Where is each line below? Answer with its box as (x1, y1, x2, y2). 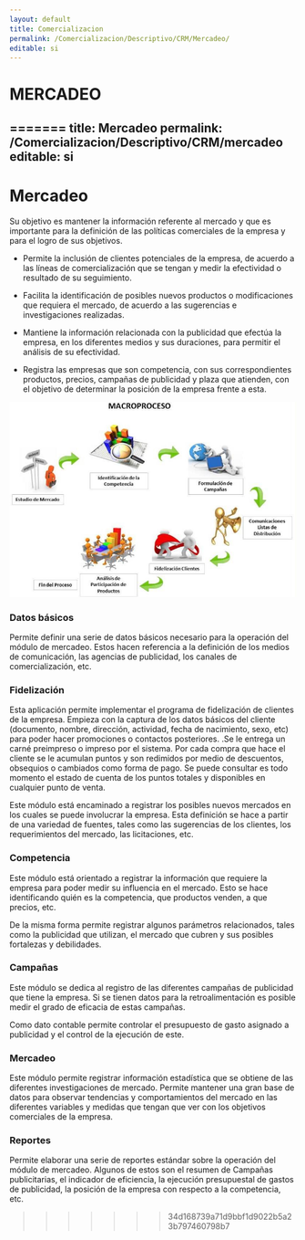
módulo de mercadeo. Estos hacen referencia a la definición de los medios (9, 641, 290, 652)
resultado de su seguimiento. (22, 272, 132, 283)
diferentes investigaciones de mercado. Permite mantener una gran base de (9, 1082, 295, 1093)
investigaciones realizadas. (22, 309, 125, 320)
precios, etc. (9, 901, 56, 912)
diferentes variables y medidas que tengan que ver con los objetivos (9, 1101, 267, 1113)
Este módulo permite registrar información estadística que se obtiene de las (9, 1073, 294, 1084)
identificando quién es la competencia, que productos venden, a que (9, 891, 268, 903)
